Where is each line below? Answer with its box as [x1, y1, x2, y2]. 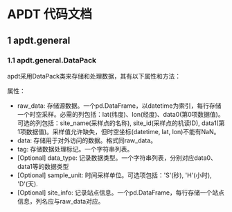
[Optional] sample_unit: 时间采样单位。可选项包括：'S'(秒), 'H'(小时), [17, 171, 213, 179]
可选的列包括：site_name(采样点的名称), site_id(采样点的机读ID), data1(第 [17, 119, 225, 127]
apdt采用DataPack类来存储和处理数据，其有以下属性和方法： [7, 72, 181, 80]
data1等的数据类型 [17, 162, 69, 170]
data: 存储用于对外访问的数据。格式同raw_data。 [17, 136, 157, 145]
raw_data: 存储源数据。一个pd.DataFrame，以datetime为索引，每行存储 [17, 101, 222, 110]
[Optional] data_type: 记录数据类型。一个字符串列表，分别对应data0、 [17, 154, 217, 162]
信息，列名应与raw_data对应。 [17, 197, 105, 205]
